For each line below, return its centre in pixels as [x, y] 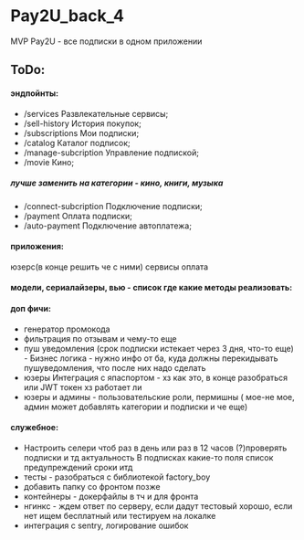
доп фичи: [31, 308]
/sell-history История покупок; [83, 123]
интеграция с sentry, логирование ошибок [106, 525]
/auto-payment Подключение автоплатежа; [108, 226]
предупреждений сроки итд [78, 467]
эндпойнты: [34, 93]
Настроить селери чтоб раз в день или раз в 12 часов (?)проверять [155, 448]
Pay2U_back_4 [67, 16]
